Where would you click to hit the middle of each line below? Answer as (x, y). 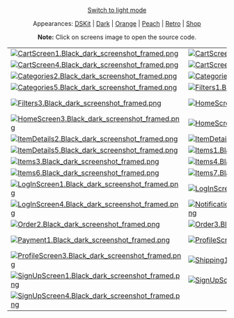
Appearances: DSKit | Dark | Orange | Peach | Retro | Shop (117, 23)
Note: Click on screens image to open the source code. (117, 37)
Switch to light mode (117, 10)
